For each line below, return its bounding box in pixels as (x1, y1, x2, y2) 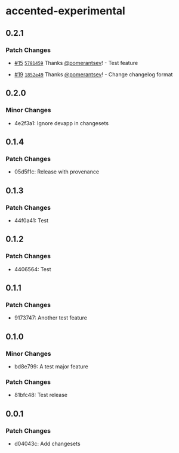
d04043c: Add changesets (14, 440, 81, 447)
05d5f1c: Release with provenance (14, 168, 100, 175)
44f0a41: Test (14, 216, 49, 224)
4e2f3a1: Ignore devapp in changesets (14, 119, 109, 126)
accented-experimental (5, 4, 126, 18)
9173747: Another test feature (14, 314, 88, 321)
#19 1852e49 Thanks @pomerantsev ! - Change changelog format (14, 70, 173, 78)
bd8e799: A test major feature (14, 363, 89, 370)
